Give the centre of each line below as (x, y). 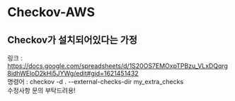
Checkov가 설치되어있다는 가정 (73, 40)
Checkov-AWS (51, 12)
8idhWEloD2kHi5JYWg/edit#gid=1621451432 (73, 73)
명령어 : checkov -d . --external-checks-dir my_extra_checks (96, 82)
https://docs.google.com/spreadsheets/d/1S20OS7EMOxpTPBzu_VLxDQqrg (118, 66)
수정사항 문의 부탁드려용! (41, 90)
